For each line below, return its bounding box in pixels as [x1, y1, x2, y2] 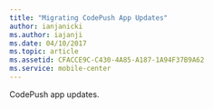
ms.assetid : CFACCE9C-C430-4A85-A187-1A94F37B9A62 [9, 55, 205, 64]
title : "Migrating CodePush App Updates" [9, 13, 169, 23]
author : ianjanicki [9, 22, 83, 31]
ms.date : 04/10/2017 [9, 38, 88, 48]
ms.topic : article [9, 47, 79, 56]
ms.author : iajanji [9, 30, 83, 39]
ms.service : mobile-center [9, 64, 111, 74]
